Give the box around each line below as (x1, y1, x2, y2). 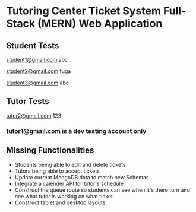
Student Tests (6, 40, 59, 50)
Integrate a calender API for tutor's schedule (14, 180, 124, 187)
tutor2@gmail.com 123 (6, 112, 62, 119)
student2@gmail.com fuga (6, 68, 71, 75)
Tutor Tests (6, 96, 49, 106)
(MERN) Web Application (37, 17, 163, 30)
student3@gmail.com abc (6, 79, 69, 86)
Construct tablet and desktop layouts (14, 199, 106, 206)
